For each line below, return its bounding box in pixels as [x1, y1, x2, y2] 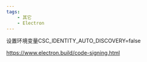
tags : [6, 8, 20, 15]
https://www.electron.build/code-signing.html [6, 49, 120, 57]
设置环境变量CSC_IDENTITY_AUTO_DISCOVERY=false [6, 37, 141, 45]
